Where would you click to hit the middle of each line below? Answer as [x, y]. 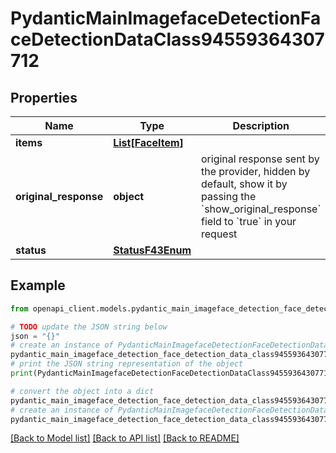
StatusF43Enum [152, 250]
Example [38, 285]
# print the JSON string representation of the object [127, 364]
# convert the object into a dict [82, 391]
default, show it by [244, 184]
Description [261, 125]
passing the [229, 196]
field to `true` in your [249, 221]
